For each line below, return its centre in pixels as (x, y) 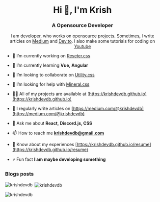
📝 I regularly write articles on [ (43, 109)
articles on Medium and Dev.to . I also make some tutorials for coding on (82, 41)
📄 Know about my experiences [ (44, 145)
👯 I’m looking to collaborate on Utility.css (53, 75)
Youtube (82, 47)
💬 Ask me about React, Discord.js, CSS (52, 123)
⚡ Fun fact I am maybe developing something (59, 159)
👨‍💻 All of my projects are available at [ (51, 94)
